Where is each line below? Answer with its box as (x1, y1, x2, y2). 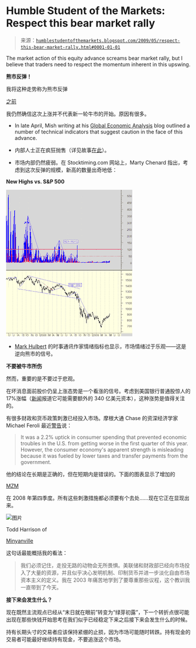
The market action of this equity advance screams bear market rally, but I (6, 54, 183, 62)
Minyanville (6, 537, 34, 544)
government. (20, 458, 51, 465)
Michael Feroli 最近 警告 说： (6, 422, 72, 429)
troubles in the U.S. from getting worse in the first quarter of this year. (20, 439, 188, 446)
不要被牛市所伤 (6, 362, 42, 370)
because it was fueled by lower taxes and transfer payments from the (20, 452, 188, 459)
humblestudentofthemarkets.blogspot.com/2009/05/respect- (36, 37, 180, 43)
